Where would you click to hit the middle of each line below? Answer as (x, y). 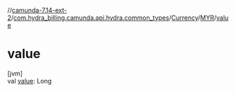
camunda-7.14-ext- (39, 10)
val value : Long (29, 81)
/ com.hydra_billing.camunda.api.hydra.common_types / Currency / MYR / (114, 18)
